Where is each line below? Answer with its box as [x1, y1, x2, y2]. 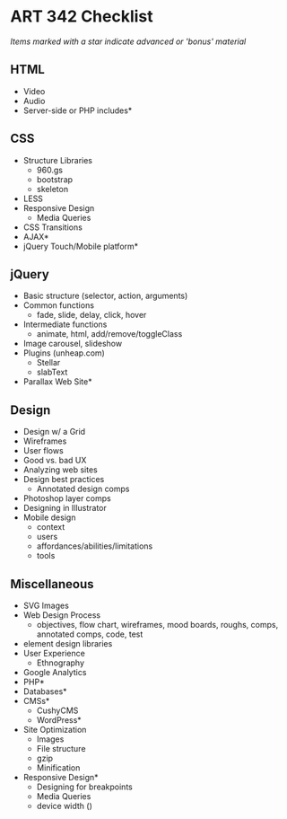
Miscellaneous [10, 577, 94, 592]
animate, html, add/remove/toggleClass [36, 329, 183, 339]
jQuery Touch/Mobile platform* [22, 241, 139, 251]
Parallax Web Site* [22, 376, 92, 387]
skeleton [36, 183, 69, 194]
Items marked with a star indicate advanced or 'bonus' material [10, 36, 247, 47]
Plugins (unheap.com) [22, 348, 106, 358]
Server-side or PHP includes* [22, 105, 133, 116]
